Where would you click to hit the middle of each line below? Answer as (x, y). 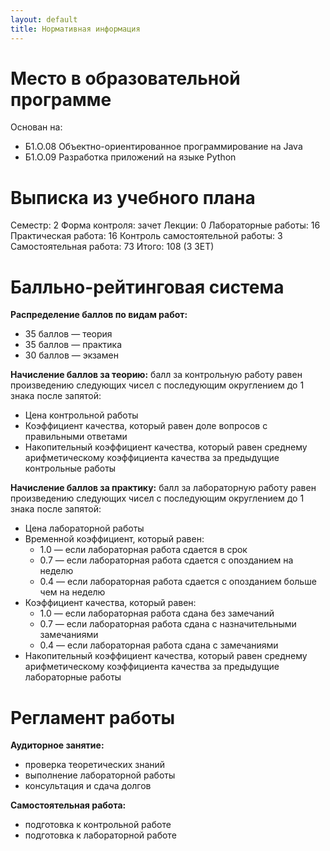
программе (61, 99)
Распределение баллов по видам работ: (99, 315)
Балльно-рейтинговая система (147, 287)
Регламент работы (93, 717)
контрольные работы (70, 468)
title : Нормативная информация (75, 29)
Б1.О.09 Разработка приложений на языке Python (130, 157)
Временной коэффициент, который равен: (114, 539)
